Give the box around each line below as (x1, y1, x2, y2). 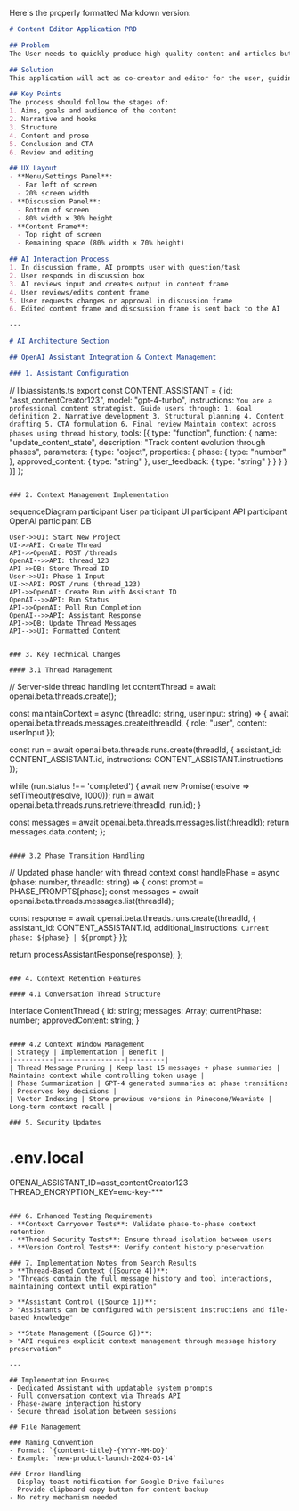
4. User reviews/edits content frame (9, 287, 149, 297)
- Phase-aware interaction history (9, 1399, 141, 1408)
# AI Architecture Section (9, 336, 109, 346)
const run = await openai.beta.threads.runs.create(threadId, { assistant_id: (9, 744, 282, 755)
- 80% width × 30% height (17, 213, 114, 222)
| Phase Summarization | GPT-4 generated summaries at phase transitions (9, 1079, 289, 1088)
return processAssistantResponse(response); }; (9, 949, 184, 959)
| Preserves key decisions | (9, 1086, 117, 1096)
